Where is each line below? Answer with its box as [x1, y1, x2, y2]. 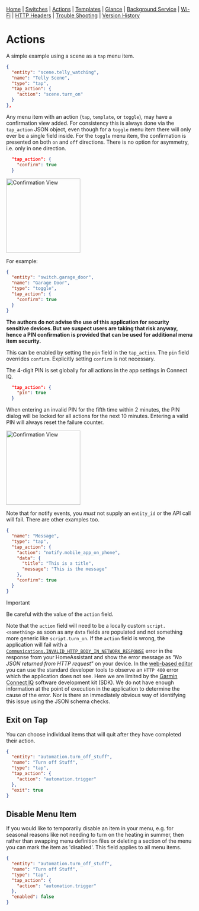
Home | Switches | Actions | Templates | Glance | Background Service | [6, 6, 180, 12]
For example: [6, 257, 38, 264]
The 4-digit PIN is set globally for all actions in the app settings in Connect [6, 366, 188, 374]
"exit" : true [11, 787, 44, 793]
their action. [6, 737, 36, 744]
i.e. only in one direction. [6, 144, 66, 151]
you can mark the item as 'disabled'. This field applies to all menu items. [6, 844, 182, 851]
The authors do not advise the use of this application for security [6, 318, 170, 325]
